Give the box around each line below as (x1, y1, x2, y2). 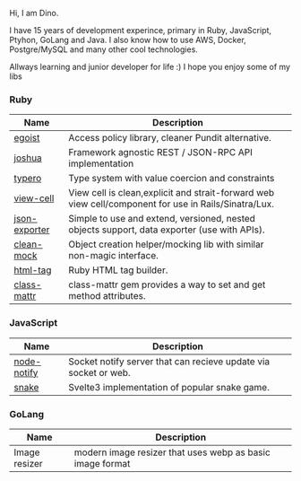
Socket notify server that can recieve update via (68, 354, 271, 367)
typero (13, 172, 42, 185)
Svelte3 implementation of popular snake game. (68, 380, 271, 393)
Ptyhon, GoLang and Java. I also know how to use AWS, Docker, (9, 35, 246, 45)
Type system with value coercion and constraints (68, 172, 275, 185)
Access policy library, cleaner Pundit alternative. (68, 132, 271, 144)
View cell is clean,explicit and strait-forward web (68, 187, 275, 199)
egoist (13, 132, 40, 144)
